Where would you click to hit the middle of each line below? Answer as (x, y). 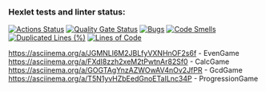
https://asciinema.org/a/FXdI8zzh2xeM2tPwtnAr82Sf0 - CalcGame (119, 61)
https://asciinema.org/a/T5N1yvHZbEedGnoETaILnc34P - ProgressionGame (133, 79)
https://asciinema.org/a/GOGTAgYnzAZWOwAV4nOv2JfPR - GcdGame (125, 70)
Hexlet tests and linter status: (67, 12)
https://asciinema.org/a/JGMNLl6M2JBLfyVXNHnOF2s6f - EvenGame (124, 53)
